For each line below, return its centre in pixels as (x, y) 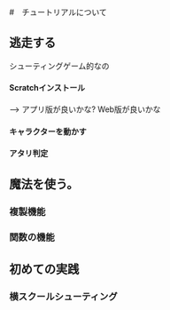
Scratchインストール (47, 88)
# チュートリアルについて (58, 12)
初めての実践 (44, 269)
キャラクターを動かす (48, 131)
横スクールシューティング (63, 297)
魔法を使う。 (44, 184)
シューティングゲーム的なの (59, 66)
